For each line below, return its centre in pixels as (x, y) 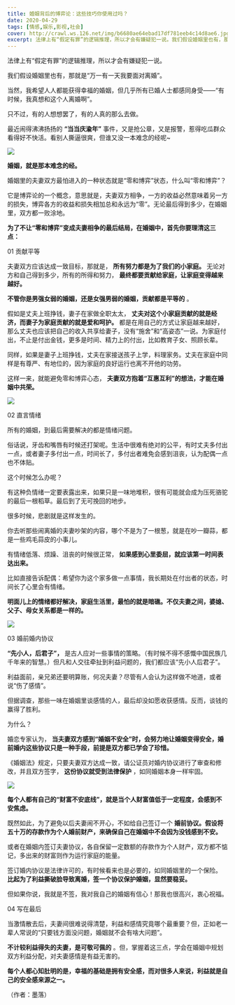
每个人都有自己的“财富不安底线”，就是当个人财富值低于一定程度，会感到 (112, 800)
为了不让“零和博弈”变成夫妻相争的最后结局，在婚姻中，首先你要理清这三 (112, 228)
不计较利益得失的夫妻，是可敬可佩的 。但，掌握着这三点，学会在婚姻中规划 (115, 948)
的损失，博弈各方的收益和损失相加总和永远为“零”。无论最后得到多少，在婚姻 (117, 205)
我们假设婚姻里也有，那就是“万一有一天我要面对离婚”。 (87, 76)
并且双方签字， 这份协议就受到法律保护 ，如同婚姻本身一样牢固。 (113, 772)
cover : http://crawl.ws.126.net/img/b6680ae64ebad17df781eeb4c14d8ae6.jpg (119, 33)
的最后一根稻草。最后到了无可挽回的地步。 (69, 501)
